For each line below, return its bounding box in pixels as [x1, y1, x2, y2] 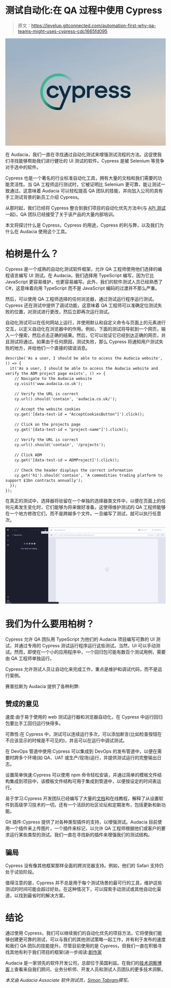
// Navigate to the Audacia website [14, 376, 93, 381]
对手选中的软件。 [5, 164, 41, 170]
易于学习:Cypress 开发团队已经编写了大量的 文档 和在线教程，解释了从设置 [5, 795, 159, 802]
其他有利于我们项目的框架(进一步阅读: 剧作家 [9, 949, 102, 955]
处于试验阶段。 [5, 869, 37, 875]
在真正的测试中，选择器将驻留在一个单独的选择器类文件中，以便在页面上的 [5, 498, 161, 504]
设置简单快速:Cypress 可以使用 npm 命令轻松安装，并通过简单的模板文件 [5, 772, 158, 778]
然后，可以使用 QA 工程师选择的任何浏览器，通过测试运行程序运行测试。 [5, 296, 157, 302]
